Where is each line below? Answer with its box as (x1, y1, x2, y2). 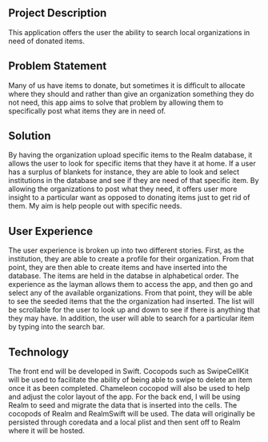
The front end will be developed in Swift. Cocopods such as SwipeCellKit (8, 367, 250, 376)
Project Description (8, 6, 107, 20)
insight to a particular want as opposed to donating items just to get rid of (8, 193, 250, 202)
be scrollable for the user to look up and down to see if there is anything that (8, 305, 261, 315)
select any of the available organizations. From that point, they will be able (8, 288, 253, 298)
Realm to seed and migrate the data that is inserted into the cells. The (8, 400, 238, 410)
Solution (8, 129, 51, 143)
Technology (8, 345, 70, 359)
